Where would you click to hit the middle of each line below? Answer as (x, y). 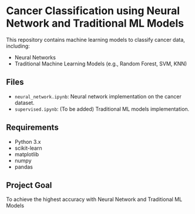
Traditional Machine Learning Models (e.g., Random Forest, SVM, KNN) (101, 64)
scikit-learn (28, 148)
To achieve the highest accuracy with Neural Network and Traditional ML (94, 199)
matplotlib (27, 154)
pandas (24, 167)
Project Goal (29, 185)
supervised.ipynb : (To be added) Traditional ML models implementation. (102, 109)
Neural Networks (35, 57)
